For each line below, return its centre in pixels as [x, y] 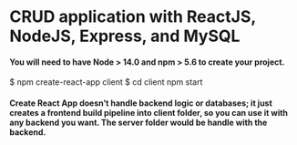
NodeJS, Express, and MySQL [125, 36]
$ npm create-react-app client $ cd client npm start [106, 82]
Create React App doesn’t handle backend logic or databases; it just [141, 103]
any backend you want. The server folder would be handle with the [138, 122]
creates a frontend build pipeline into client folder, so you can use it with [149, 112]
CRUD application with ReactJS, [133, 17]
